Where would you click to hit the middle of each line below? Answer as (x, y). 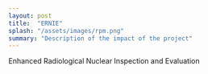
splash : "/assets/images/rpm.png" (67, 31)
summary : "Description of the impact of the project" (101, 38)
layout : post (30, 16)
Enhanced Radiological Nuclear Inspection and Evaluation (104, 61)
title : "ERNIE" (35, 23)
